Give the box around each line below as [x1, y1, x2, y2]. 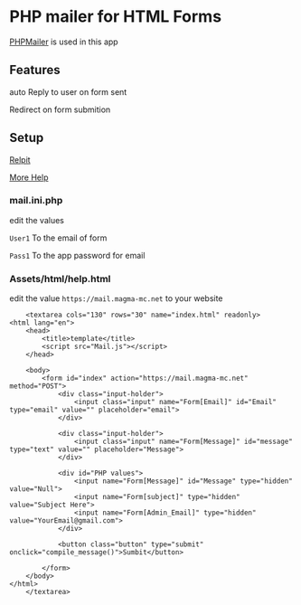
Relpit [9, 154, 31, 165]
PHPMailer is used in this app [9, 36, 119, 47]
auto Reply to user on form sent [9, 86, 127, 97]
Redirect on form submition [9, 104, 111, 115]
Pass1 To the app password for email [9, 250, 146, 260]
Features [9, 62, 61, 78]
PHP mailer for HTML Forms [9, 6, 222, 27]
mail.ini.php [9, 194, 63, 207]
